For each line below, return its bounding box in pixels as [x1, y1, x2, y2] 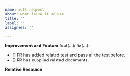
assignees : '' [5, 25, 34, 30]
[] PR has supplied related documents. [12, 57, 89, 63]
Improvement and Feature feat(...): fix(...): [5, 43, 90, 48]
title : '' [5, 16, 25, 21]
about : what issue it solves [5, 12, 64, 16]
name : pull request [5, 7, 45, 12]
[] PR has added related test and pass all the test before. [12, 52, 126, 58]
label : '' [5, 20, 25, 26]
